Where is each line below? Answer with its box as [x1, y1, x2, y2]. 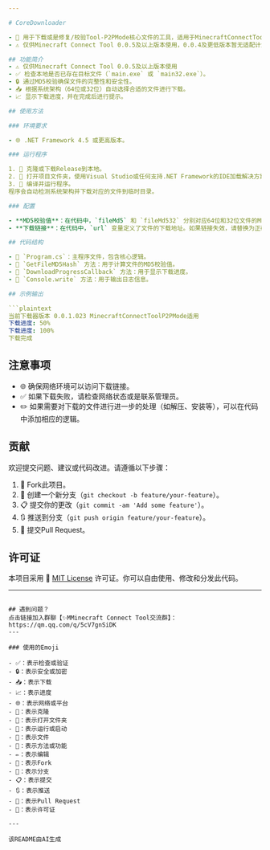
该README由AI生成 [8, 836, 62, 844]
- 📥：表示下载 [8, 678, 52, 687]
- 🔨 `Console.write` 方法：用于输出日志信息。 [8, 275, 153, 284]
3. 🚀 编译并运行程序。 [8, 180, 75, 188]
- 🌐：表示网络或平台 [8, 700, 68, 708]
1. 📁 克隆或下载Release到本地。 [8, 166, 106, 174]
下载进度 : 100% [8, 327, 55, 335]
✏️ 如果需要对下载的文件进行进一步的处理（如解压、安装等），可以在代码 [19, 401, 259, 411]
